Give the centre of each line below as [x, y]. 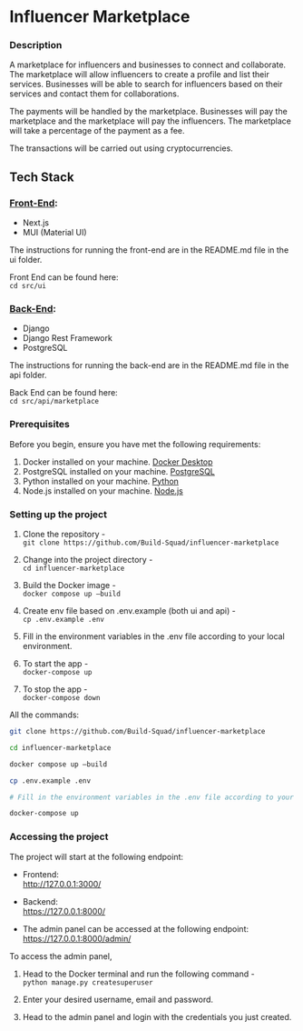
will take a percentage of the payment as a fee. [97, 131]
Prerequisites [39, 425]
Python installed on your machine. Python [101, 481]
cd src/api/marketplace [54, 402]
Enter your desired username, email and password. [118, 999]
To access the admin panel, [61, 956]
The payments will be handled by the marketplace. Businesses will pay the [148, 112]
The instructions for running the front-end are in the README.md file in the [149, 250]
